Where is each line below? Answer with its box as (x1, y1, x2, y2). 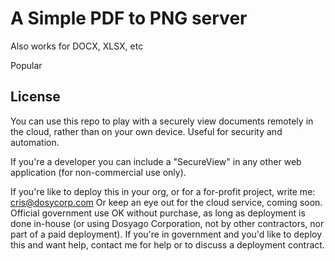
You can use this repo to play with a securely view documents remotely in (10, 115, 314, 127)
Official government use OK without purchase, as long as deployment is (10, 207, 306, 219)
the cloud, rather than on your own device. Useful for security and (10, 125, 283, 137)
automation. (10, 136, 60, 148)
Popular (10, 59, 43, 71)
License (10, 88, 61, 106)
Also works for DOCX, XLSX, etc (10, 40, 144, 52)
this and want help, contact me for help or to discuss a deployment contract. (10, 238, 325, 251)
